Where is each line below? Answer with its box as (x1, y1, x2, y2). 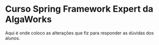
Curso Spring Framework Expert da (5, 3, 154, 15)
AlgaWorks (5, 14, 52, 25)
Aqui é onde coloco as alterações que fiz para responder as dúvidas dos (5, 30, 154, 36)
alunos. (5, 35, 20, 41)
